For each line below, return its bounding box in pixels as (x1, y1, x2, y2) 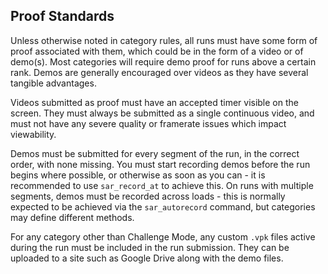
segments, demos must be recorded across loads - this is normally (10, 190, 286, 202)
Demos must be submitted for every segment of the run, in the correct (10, 147, 300, 159)
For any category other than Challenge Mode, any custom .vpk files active (10, 230, 316, 243)
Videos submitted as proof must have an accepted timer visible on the (10, 96, 299, 108)
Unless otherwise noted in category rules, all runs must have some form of (10, 34, 318, 46)
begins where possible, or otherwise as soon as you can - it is (10, 169, 266, 181)
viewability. (10, 128, 57, 140)
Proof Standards (10, 8, 115, 25)
